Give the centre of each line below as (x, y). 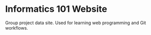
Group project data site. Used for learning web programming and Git (76, 23)
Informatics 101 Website (56, 9)
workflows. (17, 28)
